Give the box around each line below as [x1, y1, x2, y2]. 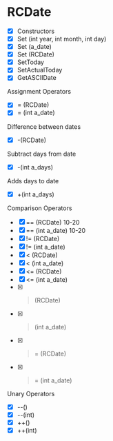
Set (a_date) [17, 43, 52, 51]
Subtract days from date [7, 150, 76, 158]
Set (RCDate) [17, 50, 55, 59]
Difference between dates [7, 122, 81, 131]
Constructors [17, 27, 55, 35]
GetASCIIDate [17, 74, 56, 82]
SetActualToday [17, 66, 63, 74]
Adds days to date [7, 176, 59, 185]
